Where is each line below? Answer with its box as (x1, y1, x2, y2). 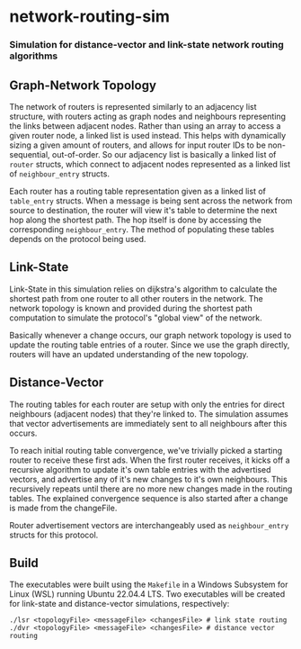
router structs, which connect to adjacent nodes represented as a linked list (9, 158, 291, 169)
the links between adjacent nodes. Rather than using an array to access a (9, 120, 281, 131)
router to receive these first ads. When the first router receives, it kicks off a (9, 455, 290, 465)
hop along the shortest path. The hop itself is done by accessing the (9, 214, 262, 225)
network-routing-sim (9, 6, 171, 27)
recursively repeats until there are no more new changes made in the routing (9, 483, 293, 494)
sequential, (9, 149, 51, 159)
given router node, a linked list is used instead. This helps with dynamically (9, 130, 287, 140)
